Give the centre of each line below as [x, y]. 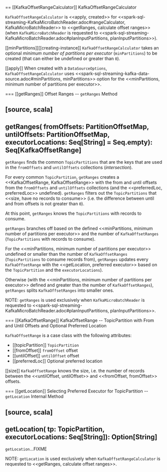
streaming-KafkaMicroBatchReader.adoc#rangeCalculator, [65, 22]
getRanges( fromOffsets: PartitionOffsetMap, [77, 126]
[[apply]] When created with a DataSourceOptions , [56, 68]
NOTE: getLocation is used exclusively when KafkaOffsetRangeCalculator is [83, 459]
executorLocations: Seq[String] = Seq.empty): [79, 142]
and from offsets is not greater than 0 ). [45, 204]
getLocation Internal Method [34, 396]
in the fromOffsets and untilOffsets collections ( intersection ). [69, 168]
